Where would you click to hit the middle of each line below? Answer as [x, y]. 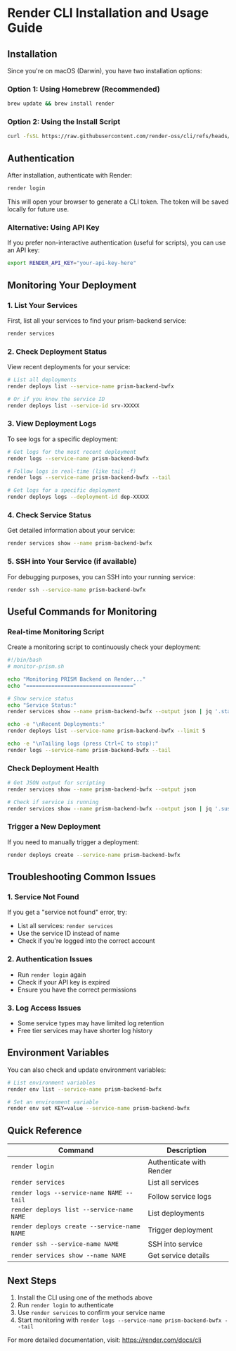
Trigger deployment [181, 1230]
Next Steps [32, 1281]
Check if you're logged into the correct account [86, 941]
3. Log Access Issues [44, 1008]
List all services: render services [65, 926]
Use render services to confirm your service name [91, 1312]
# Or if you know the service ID [56, 399]
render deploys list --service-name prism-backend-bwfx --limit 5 [106, 731]
